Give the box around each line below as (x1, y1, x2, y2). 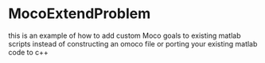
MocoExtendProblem (8, 5, 151, 23)
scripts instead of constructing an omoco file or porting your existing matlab (8, 39, 258, 48)
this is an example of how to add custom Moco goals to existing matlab (8, 31, 241, 40)
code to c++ (8, 47, 49, 57)
